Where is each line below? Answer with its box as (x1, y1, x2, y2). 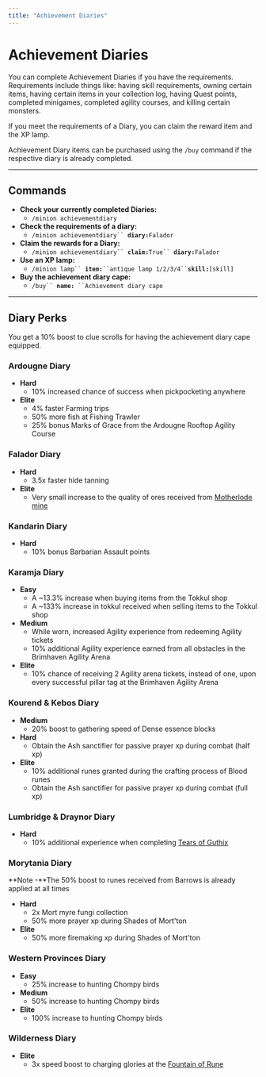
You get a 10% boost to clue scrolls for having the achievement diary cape (8, 333, 251, 342)
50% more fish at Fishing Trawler (31, 412, 140, 421)
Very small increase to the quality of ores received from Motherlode (31, 492, 253, 502)
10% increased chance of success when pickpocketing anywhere (31, 387, 246, 397)
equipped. (8, 340, 42, 350)
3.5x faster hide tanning (31, 475, 109, 485)
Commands (8, 183, 67, 197)
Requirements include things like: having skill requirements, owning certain (8, 80, 252, 90)
